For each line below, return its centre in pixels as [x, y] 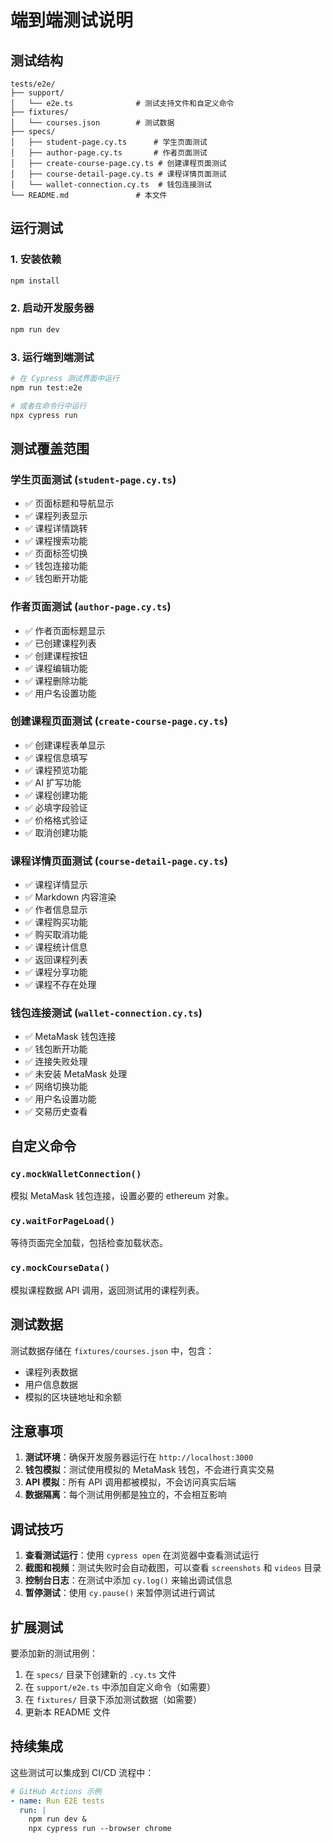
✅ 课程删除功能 [56, 680]
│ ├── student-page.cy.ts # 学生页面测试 [109, 142]
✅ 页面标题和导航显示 [69, 503]
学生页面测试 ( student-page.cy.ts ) [93, 479]
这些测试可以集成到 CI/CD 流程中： [82, 1772]
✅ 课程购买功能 [56, 922]
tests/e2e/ [33, 84]
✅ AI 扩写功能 [53, 782]
